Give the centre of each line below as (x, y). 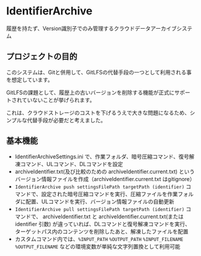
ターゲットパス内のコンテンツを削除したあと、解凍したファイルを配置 (102, 231)
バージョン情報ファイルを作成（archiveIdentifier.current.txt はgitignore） (105, 179)
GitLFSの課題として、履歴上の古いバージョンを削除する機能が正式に (91, 92)
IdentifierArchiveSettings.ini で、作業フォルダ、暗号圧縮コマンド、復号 (102, 156)
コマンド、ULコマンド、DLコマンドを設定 (72, 164)
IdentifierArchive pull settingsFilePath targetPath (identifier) (100, 209)
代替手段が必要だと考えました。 (66, 120)
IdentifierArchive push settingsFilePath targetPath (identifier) (100, 187)
